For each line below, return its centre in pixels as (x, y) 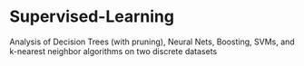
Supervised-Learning (92, 17)
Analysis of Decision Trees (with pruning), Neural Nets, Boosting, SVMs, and (152, 42)
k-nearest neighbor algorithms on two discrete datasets (113, 51)
